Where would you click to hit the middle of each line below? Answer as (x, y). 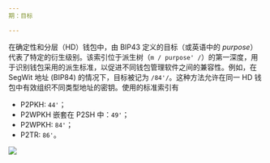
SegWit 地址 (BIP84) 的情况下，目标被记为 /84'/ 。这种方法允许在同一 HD (131, 77)
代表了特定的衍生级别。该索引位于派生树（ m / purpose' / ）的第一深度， (130, 56)
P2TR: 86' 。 (40, 135)
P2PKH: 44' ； (43, 104)
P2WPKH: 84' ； (47, 124)
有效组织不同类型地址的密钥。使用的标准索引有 (101, 87)
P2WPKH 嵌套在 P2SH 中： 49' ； (75, 115)
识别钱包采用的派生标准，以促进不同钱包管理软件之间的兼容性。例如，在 (136, 67)
